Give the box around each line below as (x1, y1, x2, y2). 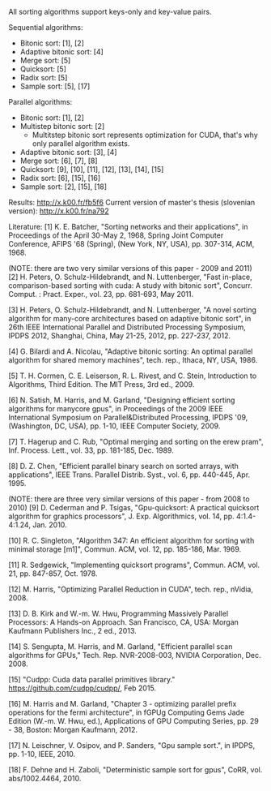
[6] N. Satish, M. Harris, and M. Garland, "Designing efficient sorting (8, 395, 235, 405)
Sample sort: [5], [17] (19, 81, 91, 91)
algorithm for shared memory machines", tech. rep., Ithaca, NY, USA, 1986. (8, 355, 258, 364)
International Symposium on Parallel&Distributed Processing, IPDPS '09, (8, 413, 248, 422)
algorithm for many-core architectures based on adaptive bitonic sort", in (8, 314, 252, 323)
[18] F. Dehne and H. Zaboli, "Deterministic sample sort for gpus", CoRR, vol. (8, 765, 263, 774)
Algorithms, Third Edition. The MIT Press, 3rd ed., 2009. (8, 380, 195, 389)
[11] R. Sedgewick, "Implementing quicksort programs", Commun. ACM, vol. (8, 560, 260, 570)
